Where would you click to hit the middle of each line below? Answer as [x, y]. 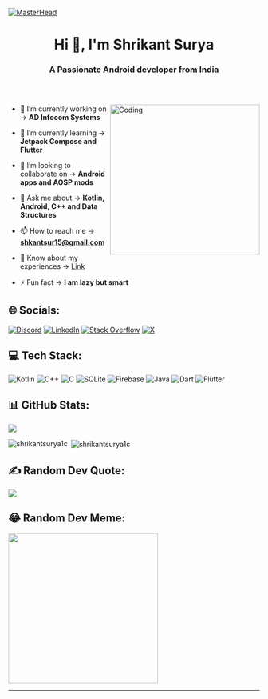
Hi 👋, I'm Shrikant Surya [134, 45]
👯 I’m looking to [45, 166]
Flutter [31, 150]
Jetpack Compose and [58, 142]
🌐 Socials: [34, 311]
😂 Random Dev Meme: [67, 519]
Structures [38, 215]
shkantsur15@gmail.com [62, 242]
